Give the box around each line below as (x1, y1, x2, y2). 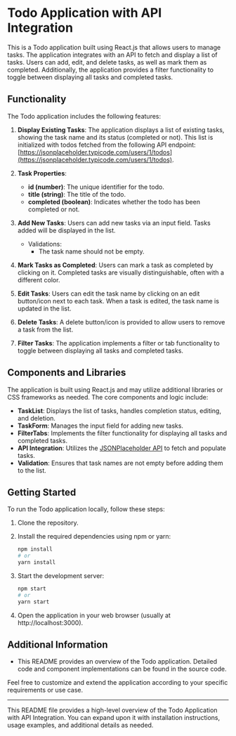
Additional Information (7, 639, 108, 651)
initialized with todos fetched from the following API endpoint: (17, 140, 196, 149)
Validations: (27, 239, 62, 248)
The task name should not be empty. (38, 247, 145, 256)
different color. (17, 275, 60, 284)
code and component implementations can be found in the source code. (17, 665, 227, 673)
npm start (17, 585, 47, 592)
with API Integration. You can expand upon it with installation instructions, (7, 714, 221, 722)
